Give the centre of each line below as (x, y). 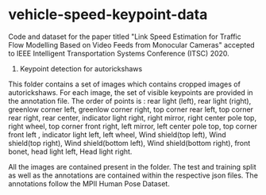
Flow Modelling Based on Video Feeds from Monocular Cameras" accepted (132, 44)
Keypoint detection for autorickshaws (81, 68)
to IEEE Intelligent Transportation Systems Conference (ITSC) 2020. (119, 53)
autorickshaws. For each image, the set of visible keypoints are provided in (131, 92)
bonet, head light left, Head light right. (70, 151)
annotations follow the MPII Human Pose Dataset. (89, 183)
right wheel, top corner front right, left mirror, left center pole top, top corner (133, 126)
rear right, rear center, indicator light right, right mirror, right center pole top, (132, 117)
